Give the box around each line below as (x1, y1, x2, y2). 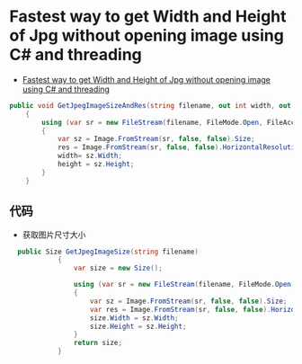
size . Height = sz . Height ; (89, 322, 187, 331)
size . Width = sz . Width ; (89, 313, 179, 323)
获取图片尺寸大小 (22, 229, 86, 240)
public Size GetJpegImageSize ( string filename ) (17, 247, 200, 256)
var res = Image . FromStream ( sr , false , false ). (89, 305, 271, 314)
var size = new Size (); (73, 263, 164, 273)
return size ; (73, 339, 123, 348)
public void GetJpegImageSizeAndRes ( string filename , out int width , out (9, 101, 292, 110)
